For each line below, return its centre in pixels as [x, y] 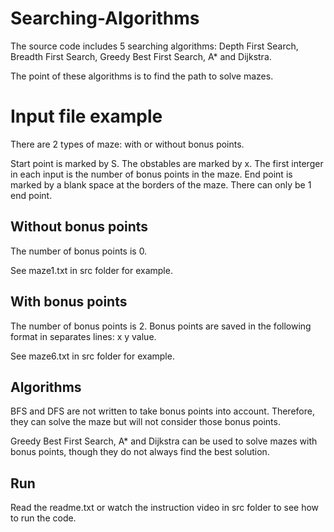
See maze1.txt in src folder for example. [91, 270]
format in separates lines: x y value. [83, 336]
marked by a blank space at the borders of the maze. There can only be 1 [161, 184]
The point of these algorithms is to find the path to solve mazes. [142, 76]
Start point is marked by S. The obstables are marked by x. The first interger [167, 163]
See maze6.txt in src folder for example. [92, 356]
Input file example [86, 116]
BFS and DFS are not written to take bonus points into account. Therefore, [162, 411]
